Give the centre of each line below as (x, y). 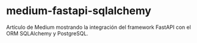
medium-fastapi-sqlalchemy (79, 11)
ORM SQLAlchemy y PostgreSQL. (47, 33)
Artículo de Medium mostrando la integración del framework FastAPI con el (98, 27)
